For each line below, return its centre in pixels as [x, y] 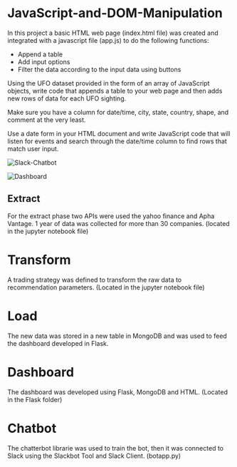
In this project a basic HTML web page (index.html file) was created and [113, 33]
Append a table [40, 54]
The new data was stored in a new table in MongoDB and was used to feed [117, 336]
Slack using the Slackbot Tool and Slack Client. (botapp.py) [94, 456]
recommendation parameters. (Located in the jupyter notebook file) [106, 287]
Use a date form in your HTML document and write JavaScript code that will [119, 133]
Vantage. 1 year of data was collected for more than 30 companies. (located [118, 223]
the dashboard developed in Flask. [58, 343]
